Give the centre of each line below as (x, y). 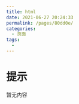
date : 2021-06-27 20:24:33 (40, 17)
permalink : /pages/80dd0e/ (40, 23)
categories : (21, 29)
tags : (13, 40)
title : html (21, 12)
